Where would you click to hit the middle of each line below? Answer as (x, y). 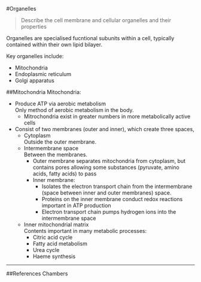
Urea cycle (46, 250)
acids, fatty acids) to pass (65, 174)
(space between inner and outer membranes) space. (106, 193)
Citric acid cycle (53, 237)
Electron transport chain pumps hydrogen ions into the (109, 212)
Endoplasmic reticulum (43, 74)
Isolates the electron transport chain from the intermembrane (117, 186)
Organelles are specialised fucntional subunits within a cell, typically (90, 38)
